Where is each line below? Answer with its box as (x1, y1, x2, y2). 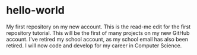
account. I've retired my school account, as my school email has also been (6, 35, 189, 43)
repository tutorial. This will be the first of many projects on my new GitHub (6, 29, 190, 36)
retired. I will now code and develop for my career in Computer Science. (6, 42, 182, 49)
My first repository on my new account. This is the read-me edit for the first (6, 23, 191, 30)
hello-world (6, 4, 65, 17)
